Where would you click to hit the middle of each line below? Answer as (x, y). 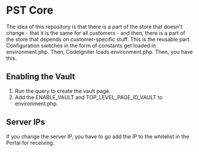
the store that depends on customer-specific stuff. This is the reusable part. (99, 39)
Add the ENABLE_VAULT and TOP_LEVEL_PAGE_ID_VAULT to (89, 97)
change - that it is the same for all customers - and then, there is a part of (96, 33)
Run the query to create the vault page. (62, 91)
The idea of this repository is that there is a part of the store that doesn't (94, 27)
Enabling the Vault (41, 77)
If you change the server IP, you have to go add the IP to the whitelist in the (98, 136)
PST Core (30, 10)
